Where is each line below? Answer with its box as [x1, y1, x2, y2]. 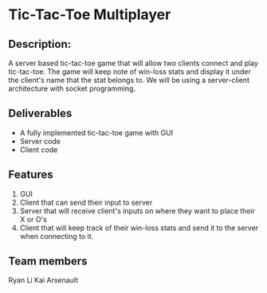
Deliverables [8, 107, 73, 120]
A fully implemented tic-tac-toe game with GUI [19, 127, 174, 137]
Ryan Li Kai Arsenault [8, 275, 78, 285]
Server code [19, 136, 61, 146]
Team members [8, 255, 88, 268]
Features [8, 168, 53, 182]
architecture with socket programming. [8, 84, 136, 93]
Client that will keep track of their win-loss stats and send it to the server [19, 223, 259, 232]
